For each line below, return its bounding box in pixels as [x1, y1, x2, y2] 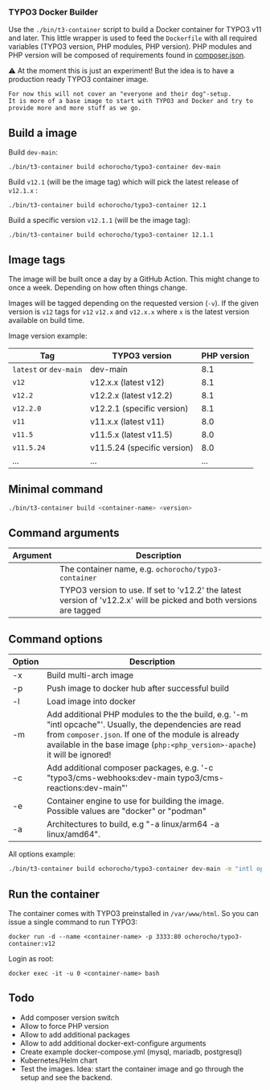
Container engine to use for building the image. [47, 795, 224, 807]
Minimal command [8, 482, 104, 497]
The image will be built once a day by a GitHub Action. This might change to [8, 274, 260, 283]
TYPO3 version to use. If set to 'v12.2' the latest [59, 584, 242, 596]
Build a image [8, 126, 78, 139]
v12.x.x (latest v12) [89, 377, 165, 388]
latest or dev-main [12, 363, 83, 374]
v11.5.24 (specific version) [89, 442, 194, 453]
